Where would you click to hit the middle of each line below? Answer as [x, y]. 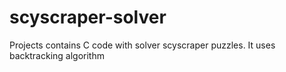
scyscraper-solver [88, 17]
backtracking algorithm [57, 55]
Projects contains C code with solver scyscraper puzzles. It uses [142, 45]
